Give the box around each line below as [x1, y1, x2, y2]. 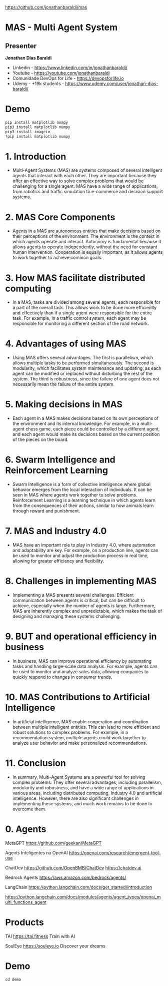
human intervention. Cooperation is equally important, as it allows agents [12, 249, 163, 255]
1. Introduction [5, 151, 66, 162]
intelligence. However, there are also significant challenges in [12, 795, 139, 801]
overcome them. [12, 806, 46, 812]
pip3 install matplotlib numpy [5, 125, 70, 130]
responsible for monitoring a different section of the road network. [12, 320, 149, 327]
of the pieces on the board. [12, 436, 69, 442]
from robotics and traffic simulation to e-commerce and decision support [12, 189, 163, 195]
